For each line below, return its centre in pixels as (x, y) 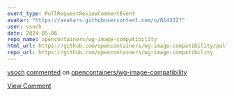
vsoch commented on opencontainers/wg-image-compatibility (97, 72)
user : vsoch (24, 26)
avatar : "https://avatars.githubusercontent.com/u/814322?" (96, 20)
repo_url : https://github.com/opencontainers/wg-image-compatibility (110, 53)
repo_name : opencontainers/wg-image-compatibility (82, 40)
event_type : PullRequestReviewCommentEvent (71, 14)
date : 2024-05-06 (32, 33)
